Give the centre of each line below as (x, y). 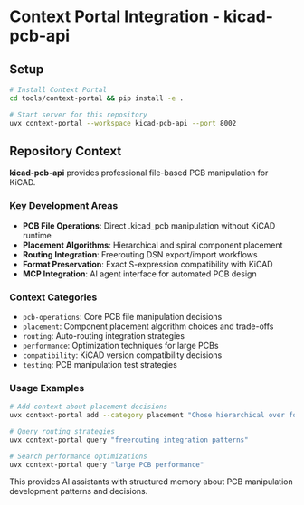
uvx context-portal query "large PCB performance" (107, 464)
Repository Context (66, 151)
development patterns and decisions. (79, 491)
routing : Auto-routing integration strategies (104, 335)
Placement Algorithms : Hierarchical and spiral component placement (152, 245)
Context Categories (53, 297)
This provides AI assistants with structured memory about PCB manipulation (151, 482)
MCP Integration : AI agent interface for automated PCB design (139, 274)
